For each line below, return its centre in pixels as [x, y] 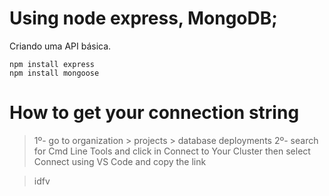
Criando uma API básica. [60, 46]
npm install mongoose [54, 73]
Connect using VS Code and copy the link [120, 161]
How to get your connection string [154, 113]
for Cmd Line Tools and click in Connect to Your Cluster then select [172, 151]
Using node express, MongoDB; [143, 18]
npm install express [52, 64]
